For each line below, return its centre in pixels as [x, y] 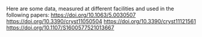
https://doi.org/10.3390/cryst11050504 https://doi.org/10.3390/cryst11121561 [101, 21]
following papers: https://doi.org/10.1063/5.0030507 [71, 15]
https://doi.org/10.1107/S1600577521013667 [60, 27]
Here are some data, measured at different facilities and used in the [90, 9]
